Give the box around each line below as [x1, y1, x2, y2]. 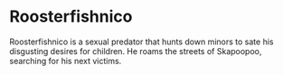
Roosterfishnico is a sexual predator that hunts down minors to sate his [9, 36, 274, 47]
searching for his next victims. [9, 55, 122, 66]
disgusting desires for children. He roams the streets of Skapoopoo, [9, 45, 262, 56]
